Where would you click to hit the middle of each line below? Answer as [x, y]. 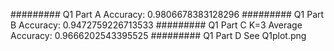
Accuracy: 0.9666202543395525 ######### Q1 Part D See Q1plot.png [158, 35]
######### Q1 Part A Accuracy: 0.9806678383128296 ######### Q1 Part [167, 14]
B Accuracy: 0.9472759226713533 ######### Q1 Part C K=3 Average [156, 25]
